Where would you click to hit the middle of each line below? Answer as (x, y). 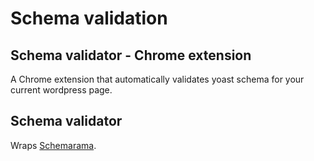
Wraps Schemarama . (53, 145)
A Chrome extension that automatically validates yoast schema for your (157, 79)
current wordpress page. (61, 90)
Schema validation (89, 18)
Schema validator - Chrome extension (131, 55)
